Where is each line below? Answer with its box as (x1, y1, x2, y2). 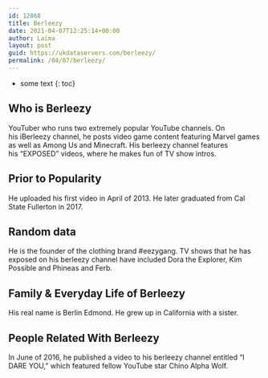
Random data (8, 225, 76, 238)
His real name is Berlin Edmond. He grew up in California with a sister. (8, 308, 239, 318)
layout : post (8, 42, 52, 50)
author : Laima (8, 34, 56, 43)
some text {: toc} (19, 78, 76, 88)
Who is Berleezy (8, 102, 92, 116)
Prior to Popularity (8, 172, 102, 185)
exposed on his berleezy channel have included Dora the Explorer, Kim (8, 254, 242, 265)
